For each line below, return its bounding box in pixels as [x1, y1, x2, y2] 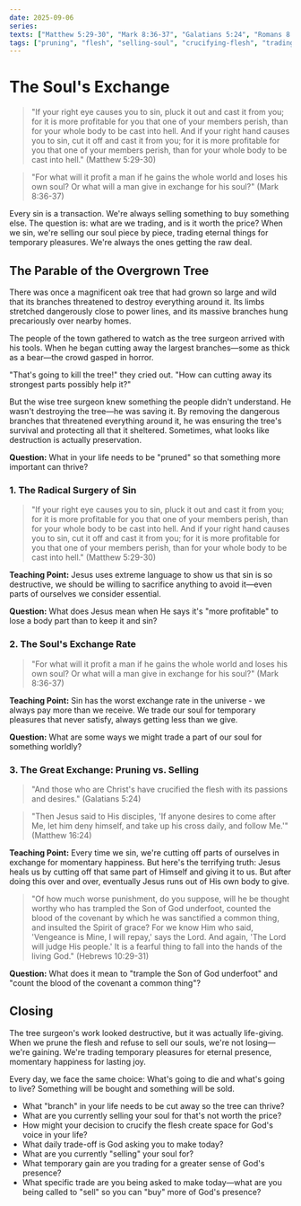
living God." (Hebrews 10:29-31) [30, 950, 150, 962]
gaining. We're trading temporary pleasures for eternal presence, [31, 1046, 272, 1057]
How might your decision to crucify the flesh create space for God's [21, 1120, 273, 1131]
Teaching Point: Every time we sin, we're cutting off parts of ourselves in [9, 847, 279, 858]
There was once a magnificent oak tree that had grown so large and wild [9, 287, 278, 297]
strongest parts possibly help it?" [9, 379, 132, 389]
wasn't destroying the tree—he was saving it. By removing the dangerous [9, 406, 280, 416]
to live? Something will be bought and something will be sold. [9, 1083, 236, 1094]
